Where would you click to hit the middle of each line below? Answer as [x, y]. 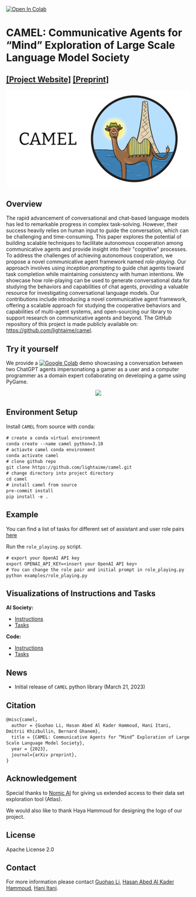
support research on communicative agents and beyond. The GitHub [89, 318]
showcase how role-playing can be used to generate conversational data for [98, 280]
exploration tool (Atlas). [34, 799]
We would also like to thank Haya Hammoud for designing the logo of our [94, 810]
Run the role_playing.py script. [44, 546]
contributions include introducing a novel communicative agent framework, [97, 299]
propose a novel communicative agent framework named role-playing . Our [96, 262]
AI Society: [20, 607]
